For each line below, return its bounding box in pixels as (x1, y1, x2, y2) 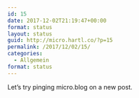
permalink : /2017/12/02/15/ (7, 43, 91, 50)
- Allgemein (14, 57, 50, 64)
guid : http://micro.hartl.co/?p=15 (7, 37, 113, 44)
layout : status (7, 30, 53, 38)
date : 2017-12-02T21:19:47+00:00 (7, 17, 107, 24)
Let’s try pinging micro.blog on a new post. (7, 82, 133, 91)
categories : (7, 50, 43, 58)
